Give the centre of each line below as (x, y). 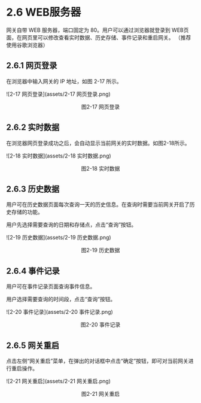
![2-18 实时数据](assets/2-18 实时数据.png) (59, 156)
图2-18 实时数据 (100, 168)
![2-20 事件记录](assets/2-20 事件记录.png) (60, 312)
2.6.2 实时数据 (33, 127)
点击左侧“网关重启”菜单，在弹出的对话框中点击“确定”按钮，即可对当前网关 (97, 361)
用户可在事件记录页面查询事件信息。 (51, 287)
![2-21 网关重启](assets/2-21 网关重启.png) (58, 381)
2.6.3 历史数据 (33, 189)
